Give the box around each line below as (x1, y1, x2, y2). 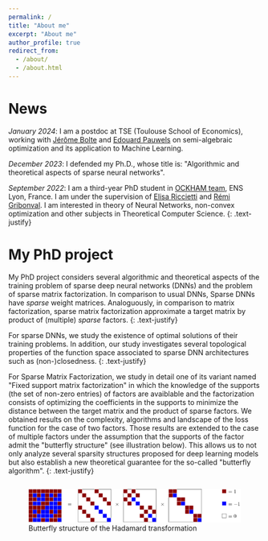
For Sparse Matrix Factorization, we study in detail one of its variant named (8, 371, 257, 382)
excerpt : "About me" (8, 30, 78, 38)
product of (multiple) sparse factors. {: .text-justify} (8, 315, 178, 324)
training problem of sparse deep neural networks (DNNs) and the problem (8, 280, 253, 290)
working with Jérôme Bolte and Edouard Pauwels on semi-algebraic (8, 134, 233, 144)
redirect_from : (8, 47, 59, 56)
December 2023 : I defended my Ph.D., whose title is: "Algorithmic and (8, 159, 240, 168)
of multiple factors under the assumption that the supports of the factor (8, 432, 245, 441)
